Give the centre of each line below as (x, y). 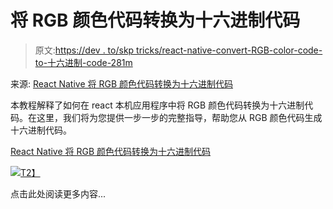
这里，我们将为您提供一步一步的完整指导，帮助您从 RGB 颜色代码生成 (179, 117)
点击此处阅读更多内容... (58, 193)
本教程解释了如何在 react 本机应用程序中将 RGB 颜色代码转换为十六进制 (157, 105)
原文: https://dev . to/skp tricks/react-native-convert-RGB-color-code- (178, 50)
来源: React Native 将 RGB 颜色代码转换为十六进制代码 (122, 83)
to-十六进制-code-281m (83, 62)
